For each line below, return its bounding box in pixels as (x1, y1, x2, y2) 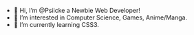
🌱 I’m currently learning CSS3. (13, 21, 100, 28)
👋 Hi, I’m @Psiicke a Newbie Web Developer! (13, 7, 141, 14)
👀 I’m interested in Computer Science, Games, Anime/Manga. (13, 13, 188, 22)
